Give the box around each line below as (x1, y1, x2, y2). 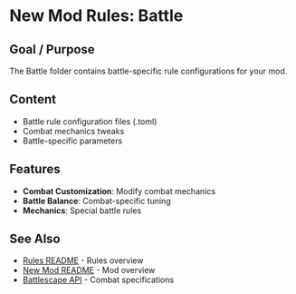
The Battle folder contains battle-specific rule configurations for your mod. (9, 65, 288, 76)
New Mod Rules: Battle (9, 5, 184, 26)
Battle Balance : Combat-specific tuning (22, 195, 171, 206)
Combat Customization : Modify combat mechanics (22, 185, 215, 196)
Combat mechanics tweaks (22, 125, 125, 136)
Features (9, 162, 61, 177)
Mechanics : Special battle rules (22, 205, 142, 216)
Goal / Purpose (9, 42, 95, 57)
